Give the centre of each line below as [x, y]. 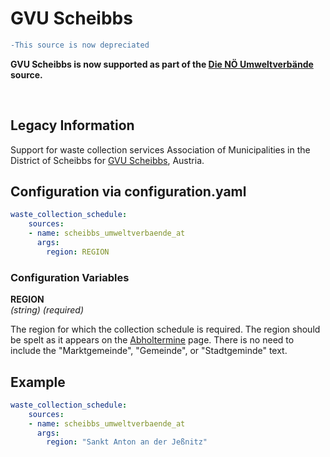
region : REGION [78, 252]
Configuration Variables [70, 277]
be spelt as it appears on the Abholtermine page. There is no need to [152, 340]
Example [38, 382]
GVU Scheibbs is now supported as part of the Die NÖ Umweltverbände [162, 64]
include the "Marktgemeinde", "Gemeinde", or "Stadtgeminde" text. [149, 351]
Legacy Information [72, 125]
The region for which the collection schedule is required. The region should [165, 329]
